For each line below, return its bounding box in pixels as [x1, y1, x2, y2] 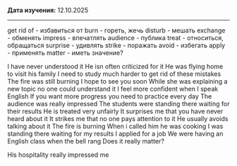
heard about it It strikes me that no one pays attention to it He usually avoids [7, 115, 229, 122]
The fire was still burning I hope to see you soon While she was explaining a [7, 77, 228, 85]
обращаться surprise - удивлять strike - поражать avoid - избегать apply [7, 41, 226, 49]
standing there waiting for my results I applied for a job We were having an [7, 129, 224, 138]
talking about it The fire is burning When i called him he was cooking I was [7, 122, 224, 130]
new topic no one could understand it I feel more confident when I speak [7, 84, 219, 93]
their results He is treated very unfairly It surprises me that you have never [7, 107, 224, 115]
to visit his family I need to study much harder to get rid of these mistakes [7, 70, 221, 78]
